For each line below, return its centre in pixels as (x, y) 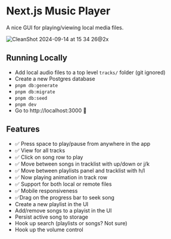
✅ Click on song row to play (49, 157)
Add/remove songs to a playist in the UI (63, 210)
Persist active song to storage (51, 217)
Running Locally (37, 58)
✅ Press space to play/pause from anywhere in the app (83, 143)
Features (23, 129)
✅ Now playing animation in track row (61, 177)
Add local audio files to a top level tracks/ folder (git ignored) (90, 72)
